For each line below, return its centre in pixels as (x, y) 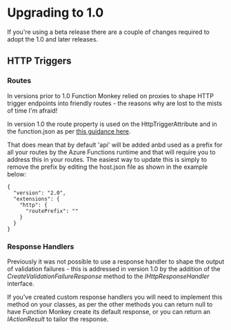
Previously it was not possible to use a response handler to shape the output (116, 262)
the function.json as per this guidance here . (69, 131)
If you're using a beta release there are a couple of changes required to (109, 32)
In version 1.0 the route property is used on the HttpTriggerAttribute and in (112, 124)
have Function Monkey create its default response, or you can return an (109, 311)
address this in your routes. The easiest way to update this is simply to (107, 159)
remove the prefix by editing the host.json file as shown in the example (108, 167)
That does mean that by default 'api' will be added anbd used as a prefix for (115, 145)
